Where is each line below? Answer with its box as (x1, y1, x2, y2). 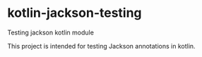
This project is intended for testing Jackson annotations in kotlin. (7, 42, 196, 50)
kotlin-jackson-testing (7, 5, 143, 21)
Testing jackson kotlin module (7, 28, 94, 37)
